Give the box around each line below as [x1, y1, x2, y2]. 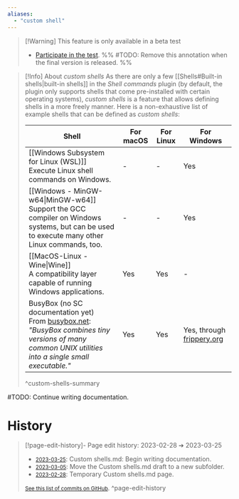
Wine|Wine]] [28, 259, 71, 269]
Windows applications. [28, 287, 105, 297]
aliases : [7, 10, 33, 18]
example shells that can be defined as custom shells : [24, 110, 180, 118]
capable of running [28, 277, 92, 287]
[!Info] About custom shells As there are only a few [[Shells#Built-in [24, 72, 223, 81]
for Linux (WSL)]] [28, 156, 87, 166]
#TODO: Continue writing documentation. [7, 393, 129, 401]
